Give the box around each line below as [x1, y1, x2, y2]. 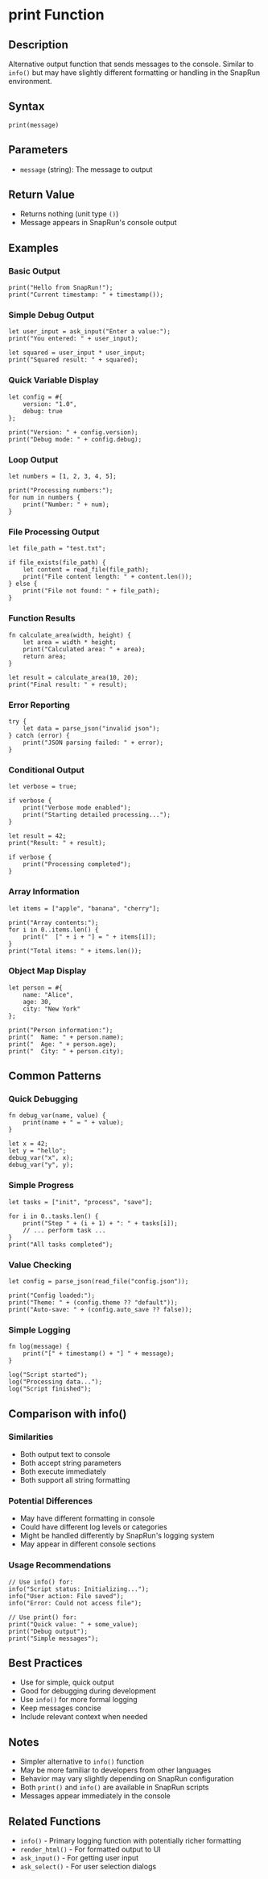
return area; [23, 652, 67, 660]
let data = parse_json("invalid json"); [23, 724, 160, 732]
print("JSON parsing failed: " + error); [23, 739, 163, 747]
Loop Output [8, 454, 59, 465]
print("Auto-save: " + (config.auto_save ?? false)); [8, 1306, 193, 1314]
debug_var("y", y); [8, 1161, 74, 1170]
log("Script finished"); [8, 1385, 92, 1393]
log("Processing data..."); [8, 1378, 103, 1386]
